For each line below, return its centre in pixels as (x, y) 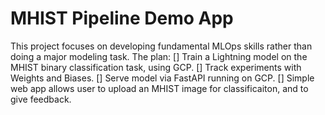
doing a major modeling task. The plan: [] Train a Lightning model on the (159, 56)
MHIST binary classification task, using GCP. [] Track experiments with (156, 67)
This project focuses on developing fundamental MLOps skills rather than (161, 46)
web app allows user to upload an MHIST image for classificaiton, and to (159, 88)
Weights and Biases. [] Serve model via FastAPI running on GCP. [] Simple (162, 78)
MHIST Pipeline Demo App (122, 18)
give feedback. (41, 99)
